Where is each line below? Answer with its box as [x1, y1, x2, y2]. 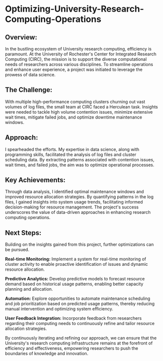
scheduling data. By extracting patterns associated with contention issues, [5, 156, 155, 162]
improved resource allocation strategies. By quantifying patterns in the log [5, 194, 154, 200]
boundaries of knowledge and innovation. [5, 351, 89, 357]
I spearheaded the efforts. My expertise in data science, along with [5, 146, 140, 152]
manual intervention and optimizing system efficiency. [5, 306, 113, 312]
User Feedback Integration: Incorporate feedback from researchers [5, 315, 142, 321]
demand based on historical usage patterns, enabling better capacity [5, 281, 144, 287]
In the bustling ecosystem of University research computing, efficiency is [5, 46, 152, 52]
